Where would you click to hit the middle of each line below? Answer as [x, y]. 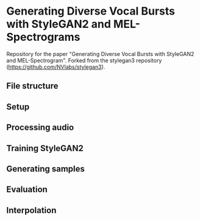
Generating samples [46, 169]
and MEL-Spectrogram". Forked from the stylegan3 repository [84, 60]
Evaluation [27, 190]
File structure [32, 86]
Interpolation [31, 210]
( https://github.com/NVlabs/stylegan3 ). [56, 67]
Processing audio [40, 128]
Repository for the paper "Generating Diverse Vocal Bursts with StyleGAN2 [100, 54]
